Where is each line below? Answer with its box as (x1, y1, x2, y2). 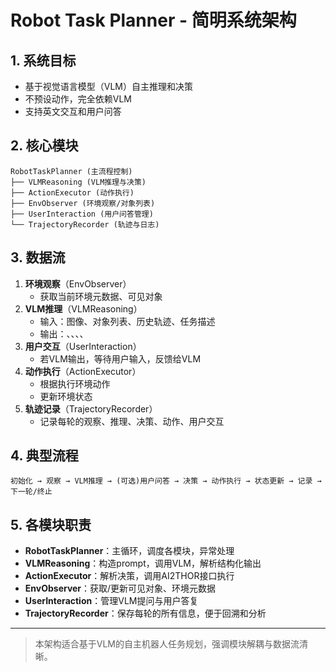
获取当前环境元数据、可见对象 (39, 290, 163, 302)
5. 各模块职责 (10, 516, 92, 533)
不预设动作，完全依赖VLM (24, 93, 133, 105)
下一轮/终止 (10, 487, 53, 497)
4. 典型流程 (10, 447, 79, 465)
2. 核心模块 (10, 137, 79, 155)
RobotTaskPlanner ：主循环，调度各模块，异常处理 (24, 545, 235, 557)
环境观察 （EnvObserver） (24, 277, 132, 290)
